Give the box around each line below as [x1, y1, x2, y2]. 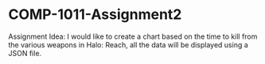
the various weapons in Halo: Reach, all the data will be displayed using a [8, 40, 248, 49]
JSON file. [8, 48, 42, 58]
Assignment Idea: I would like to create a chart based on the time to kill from [8, 32, 258, 41]
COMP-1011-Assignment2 [8, 6, 182, 24]
